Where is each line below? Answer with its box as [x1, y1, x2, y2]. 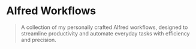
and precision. [20, 36, 57, 43]
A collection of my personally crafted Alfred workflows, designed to [20, 24, 188, 31]
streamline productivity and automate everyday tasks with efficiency [20, 30, 190, 37]
